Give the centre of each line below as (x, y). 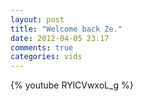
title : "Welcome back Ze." (66, 29)
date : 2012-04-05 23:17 (60, 38)
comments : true (42, 47)
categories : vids (46, 57)
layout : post (37, 19)
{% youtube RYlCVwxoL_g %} (72, 85)
